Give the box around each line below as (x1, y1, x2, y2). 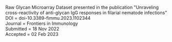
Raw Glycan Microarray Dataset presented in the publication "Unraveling (5, 5, 159, 10)
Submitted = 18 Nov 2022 (5, 26, 60, 32)
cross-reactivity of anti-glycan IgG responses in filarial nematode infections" (5, 10, 167, 16)
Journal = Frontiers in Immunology (5, 20, 79, 26)
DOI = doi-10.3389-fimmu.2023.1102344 (5, 15, 91, 21)
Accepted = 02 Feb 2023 (5, 31, 59, 37)
